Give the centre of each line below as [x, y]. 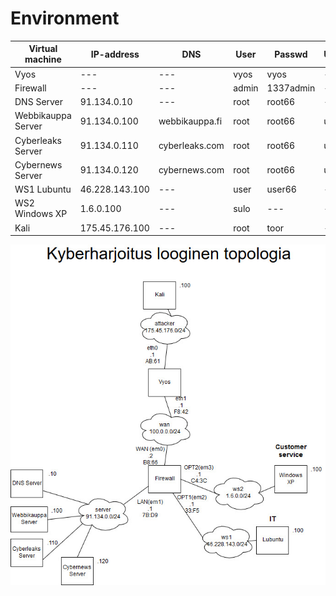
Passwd [291, 54]
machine [43, 59]
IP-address [115, 54]
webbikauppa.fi [190, 121]
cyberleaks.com [191, 146]
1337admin [291, 88]
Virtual [43, 49]
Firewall [30, 88]
